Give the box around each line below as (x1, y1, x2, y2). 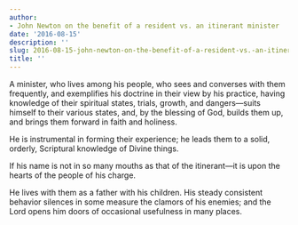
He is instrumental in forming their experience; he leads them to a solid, (9, 134, 271, 144)
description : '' (9, 37, 69, 47)
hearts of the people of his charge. (9, 170, 136, 181)
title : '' (9, 54, 46, 63)
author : (9, 12, 38, 22)
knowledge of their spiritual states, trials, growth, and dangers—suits (9, 98, 262, 108)
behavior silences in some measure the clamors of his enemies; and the (9, 197, 272, 207)
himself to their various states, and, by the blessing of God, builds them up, (9, 108, 284, 117)
